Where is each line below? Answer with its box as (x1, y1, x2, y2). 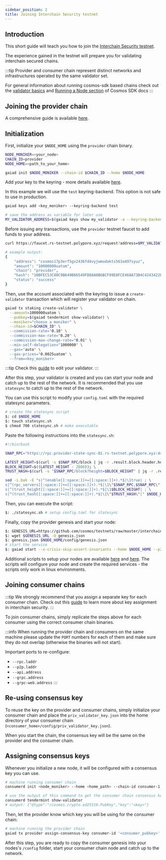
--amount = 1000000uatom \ (9, 310, 61, 315)
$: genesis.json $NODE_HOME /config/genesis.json (5, 538, 107, 543)
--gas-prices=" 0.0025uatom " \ (9, 351, 72, 356)
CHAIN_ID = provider (5, 157, 43, 162)
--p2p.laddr (12, 664, 37, 670)
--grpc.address (12, 675, 44, 680)
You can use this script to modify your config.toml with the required (5, 395, 144, 401)
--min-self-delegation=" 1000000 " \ (9, 342, 83, 347)
